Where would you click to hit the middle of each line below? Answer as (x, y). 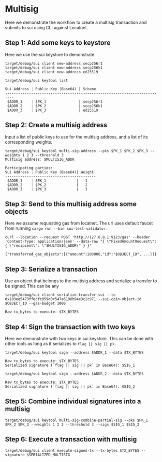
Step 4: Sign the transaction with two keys (70, 327)
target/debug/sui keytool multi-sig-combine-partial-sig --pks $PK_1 (77, 420)
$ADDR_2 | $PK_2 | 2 (47, 185)
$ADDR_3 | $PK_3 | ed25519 (52, 110)
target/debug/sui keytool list (37, 80)
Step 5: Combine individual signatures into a (73, 402)
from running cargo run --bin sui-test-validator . (56, 228)
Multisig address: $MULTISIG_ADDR (40, 159)
